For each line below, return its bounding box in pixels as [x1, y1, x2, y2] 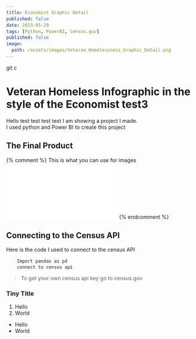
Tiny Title [6, 290, 34, 298]
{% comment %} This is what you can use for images [6, 156, 137, 163]
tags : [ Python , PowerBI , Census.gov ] [6, 28, 100, 34]
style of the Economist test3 [6, 98, 148, 111]
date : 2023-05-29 [6, 22, 49, 28]
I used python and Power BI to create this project [6, 123, 126, 131]
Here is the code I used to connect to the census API [6, 246, 135, 254]
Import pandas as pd [17, 258, 68, 264]
